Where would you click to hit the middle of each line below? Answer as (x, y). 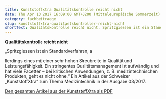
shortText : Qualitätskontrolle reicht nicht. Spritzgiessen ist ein (77, 28)
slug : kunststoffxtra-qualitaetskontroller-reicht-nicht (65, 23)
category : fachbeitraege (31, 19)
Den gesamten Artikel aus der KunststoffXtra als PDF (59, 91)
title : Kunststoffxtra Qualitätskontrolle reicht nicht (64, 10)
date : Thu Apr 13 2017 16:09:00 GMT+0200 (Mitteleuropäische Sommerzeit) (83, 14)
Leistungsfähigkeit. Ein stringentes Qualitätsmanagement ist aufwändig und (82, 66)
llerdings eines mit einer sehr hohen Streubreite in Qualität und (69, 61)
